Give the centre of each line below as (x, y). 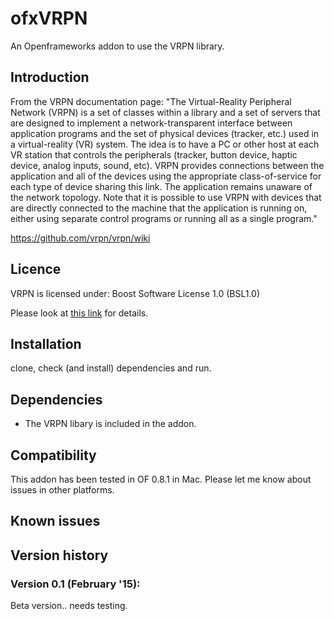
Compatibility (53, 455)
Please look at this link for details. (79, 313)
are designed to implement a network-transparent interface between (151, 123)
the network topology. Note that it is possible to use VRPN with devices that (166, 197)
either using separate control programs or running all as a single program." (164, 218)
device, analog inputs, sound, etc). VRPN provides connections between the (167, 165)
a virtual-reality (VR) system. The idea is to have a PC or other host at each (165, 144)
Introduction (50, 77)
